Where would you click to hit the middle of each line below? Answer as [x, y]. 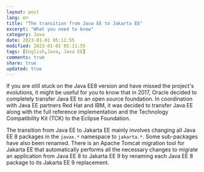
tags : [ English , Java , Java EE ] [46, 52]
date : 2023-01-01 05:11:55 [40, 40]
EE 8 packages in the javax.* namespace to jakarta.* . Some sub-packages [102, 137]
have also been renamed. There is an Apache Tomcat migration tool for [96, 143]
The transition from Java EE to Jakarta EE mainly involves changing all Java [101, 130]
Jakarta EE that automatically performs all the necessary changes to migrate [102, 149]
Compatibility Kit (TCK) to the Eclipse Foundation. [69, 118]
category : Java [26, 35]
